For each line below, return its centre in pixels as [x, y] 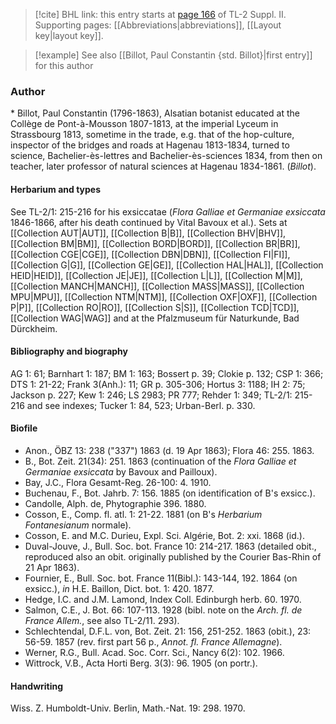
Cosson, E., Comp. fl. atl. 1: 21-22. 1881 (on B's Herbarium [143, 514]
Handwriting [37, 686]
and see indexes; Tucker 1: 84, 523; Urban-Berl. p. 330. [141, 405]
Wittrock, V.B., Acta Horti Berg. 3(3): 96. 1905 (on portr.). [141, 663]
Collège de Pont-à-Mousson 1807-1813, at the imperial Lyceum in [144, 124]
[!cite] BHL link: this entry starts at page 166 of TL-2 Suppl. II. [160, 14]
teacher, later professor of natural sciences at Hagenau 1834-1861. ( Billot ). [163, 166]
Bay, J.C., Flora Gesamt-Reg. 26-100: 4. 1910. [118, 482]
